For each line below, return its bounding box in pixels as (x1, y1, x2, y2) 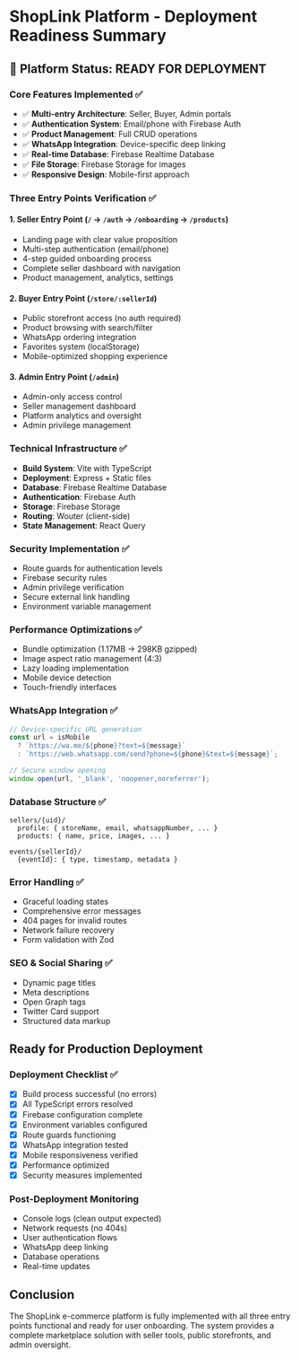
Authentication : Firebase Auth (21, 491, 136, 502)
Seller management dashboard (21, 401, 136, 412)
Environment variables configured (21, 1119, 148, 1130)
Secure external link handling (21, 592, 130, 602)
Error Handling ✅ (9, 876, 84, 889)
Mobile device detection (21, 672, 112, 683)
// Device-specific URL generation (9, 724, 142, 733)
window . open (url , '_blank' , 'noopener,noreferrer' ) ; (9, 774, 210, 783)
